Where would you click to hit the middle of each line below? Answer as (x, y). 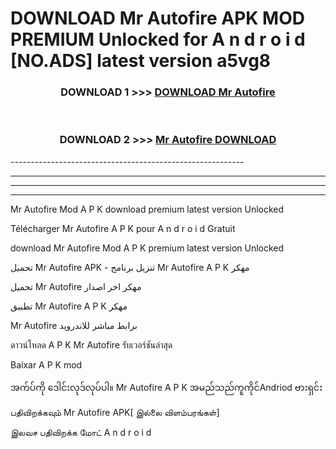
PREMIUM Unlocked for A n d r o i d (158, 39)
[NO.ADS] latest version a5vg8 (141, 61)
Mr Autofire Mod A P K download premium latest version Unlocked (147, 209)
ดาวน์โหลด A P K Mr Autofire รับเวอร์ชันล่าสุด (91, 344)
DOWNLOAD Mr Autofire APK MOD (157, 18)
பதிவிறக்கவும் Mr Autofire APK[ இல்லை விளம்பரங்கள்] (115, 412)
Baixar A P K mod (46, 364)
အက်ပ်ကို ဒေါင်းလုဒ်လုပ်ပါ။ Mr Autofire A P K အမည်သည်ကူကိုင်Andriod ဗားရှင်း (166, 387)
